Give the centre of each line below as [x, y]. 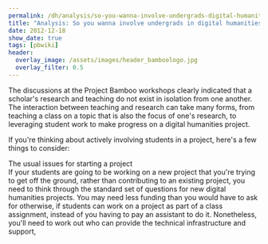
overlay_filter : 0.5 [49, 68]
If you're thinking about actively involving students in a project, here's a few [132, 140]
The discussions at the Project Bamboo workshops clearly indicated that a [130, 90]
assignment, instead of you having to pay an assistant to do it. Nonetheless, [133, 214]
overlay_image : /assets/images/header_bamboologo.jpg [106, 61]
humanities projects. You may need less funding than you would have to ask [133, 197]
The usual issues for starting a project [71, 163]
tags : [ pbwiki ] [33, 45]
